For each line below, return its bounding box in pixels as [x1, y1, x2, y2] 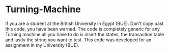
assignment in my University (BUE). [5, 42, 80, 48]
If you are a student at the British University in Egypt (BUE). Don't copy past [5, 20, 164, 26]
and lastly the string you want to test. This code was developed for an [5, 37, 152, 43]
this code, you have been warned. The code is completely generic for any [5, 25, 160, 32]
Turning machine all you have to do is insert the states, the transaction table [5, 31, 164, 37]
